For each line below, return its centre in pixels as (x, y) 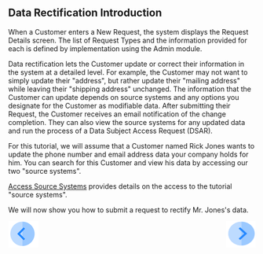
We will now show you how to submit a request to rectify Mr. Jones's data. (128, 210)
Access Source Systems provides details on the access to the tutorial (120, 186)
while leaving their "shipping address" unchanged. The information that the (130, 89)
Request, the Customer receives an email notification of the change (117, 114)
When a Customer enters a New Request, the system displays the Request (128, 31)
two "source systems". (45, 171)
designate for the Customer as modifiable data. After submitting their (119, 105)
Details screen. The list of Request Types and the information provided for (128, 40)
